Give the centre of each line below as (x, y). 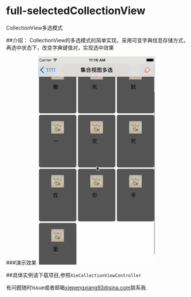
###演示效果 (21, 262)
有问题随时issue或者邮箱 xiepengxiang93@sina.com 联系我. (77, 287)
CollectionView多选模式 (34, 28)
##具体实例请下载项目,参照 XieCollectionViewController (74, 275)
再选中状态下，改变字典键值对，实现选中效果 (60, 48)
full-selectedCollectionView (76, 11)
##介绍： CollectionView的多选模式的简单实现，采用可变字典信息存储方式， (97, 40)
